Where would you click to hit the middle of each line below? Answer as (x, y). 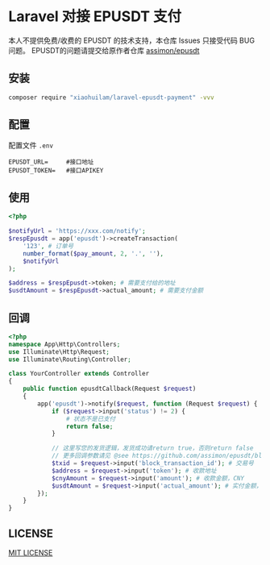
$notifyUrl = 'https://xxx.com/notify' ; (77, 231)
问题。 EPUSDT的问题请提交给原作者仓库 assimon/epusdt (104, 50)
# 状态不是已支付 (91, 419)
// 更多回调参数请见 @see (90, 456)
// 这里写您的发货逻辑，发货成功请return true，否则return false (152, 448)
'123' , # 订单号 (48, 246)
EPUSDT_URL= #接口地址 (51, 162)
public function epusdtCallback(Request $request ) (110, 389)
